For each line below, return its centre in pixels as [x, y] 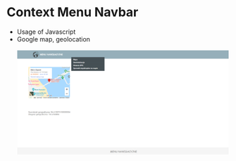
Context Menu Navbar [73, 12]
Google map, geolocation [54, 39]
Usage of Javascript [46, 32]
